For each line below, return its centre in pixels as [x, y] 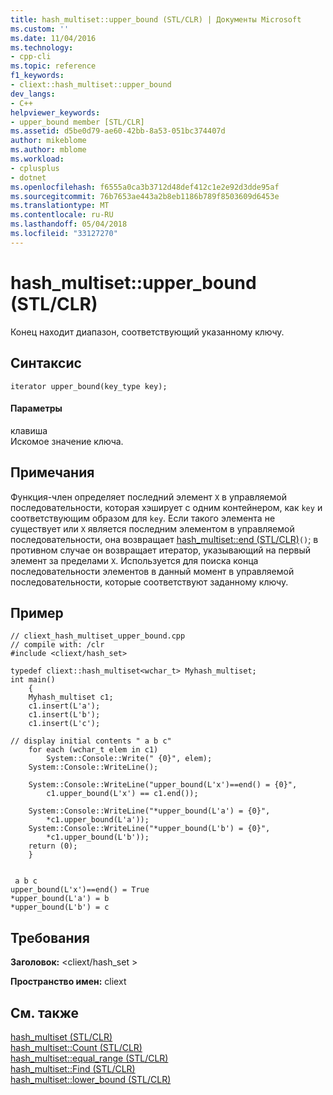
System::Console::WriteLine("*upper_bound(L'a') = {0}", [149, 811]
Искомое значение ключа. [67, 441]
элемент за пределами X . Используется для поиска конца [134, 560]
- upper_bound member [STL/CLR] [77, 122]
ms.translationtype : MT [60, 206]
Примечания [52, 472]
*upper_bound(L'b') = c [60, 907]
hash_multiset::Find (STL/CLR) [73, 1068]
